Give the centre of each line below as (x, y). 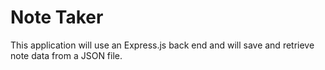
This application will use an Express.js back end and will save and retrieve (162, 45)
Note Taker (57, 17)
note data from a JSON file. (66, 55)
